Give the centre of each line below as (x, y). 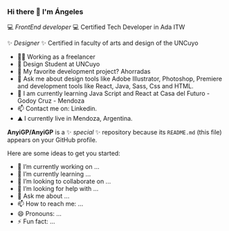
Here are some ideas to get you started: (64, 153)
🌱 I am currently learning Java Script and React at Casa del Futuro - (113, 94)
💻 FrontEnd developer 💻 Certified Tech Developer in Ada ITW (96, 27)
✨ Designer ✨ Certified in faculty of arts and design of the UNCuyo (103, 43)
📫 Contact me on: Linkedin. (57, 109)
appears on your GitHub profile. (52, 140)
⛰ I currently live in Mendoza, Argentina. (75, 119)
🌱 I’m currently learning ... (54, 174)
